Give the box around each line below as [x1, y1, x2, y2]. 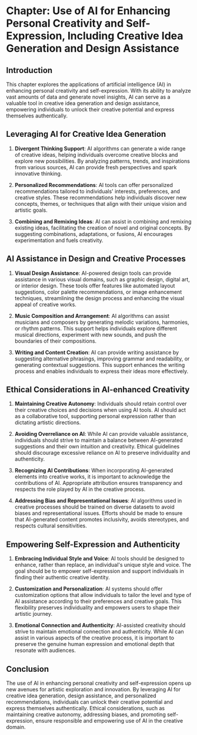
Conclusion [6, 664, 49, 674]
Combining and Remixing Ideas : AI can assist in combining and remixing [14, 218, 192, 225]
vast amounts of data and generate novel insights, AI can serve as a [6, 93, 171, 100]
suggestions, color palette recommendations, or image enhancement [14, 288, 182, 296]
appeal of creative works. [14, 301, 76, 308]
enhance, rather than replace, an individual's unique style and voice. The [14, 562, 191, 569]
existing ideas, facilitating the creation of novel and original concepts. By [14, 224, 191, 231]
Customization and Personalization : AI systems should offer [14, 585, 163, 592]
